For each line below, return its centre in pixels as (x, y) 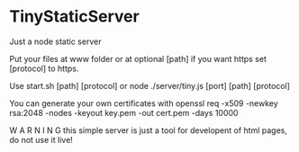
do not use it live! (41, 139)
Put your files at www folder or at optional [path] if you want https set (138, 58)
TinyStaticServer (74, 17)
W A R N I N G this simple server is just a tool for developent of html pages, (149, 130)
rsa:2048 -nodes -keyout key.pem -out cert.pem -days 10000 (124, 112)
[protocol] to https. (44, 68)
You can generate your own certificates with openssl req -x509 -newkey (144, 103)
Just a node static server (55, 41)
